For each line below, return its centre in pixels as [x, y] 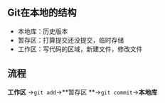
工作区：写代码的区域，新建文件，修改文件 [80, 49]
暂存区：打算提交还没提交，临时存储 [71, 40]
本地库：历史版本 [43, 31]
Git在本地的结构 [42, 13]
